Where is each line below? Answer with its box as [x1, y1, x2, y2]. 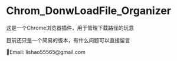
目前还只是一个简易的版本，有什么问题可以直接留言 [6, 36, 130, 43]
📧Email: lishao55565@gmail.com [6, 48, 86, 55]
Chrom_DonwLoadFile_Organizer [6, 4, 172, 18]
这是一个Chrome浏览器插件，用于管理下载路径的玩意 [6, 24, 135, 31]
